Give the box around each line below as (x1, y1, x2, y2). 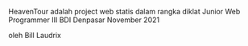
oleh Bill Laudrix (8, 31, 62, 40)
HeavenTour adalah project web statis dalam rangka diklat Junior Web (8, 7, 241, 16)
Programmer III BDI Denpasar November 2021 (8, 15, 159, 25)
